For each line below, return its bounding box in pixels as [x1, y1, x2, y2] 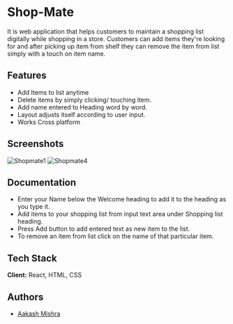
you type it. [17, 203, 50, 211]
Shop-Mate [7, 4, 75, 20]
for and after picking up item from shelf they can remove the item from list [7, 42, 220, 50]
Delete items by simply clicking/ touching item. [17, 95, 152, 104]
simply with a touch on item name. [7, 49, 106, 58]
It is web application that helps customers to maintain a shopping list [7, 27, 204, 36]
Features [7, 70, 47, 82]
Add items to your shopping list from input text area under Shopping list [17, 210, 223, 218]
